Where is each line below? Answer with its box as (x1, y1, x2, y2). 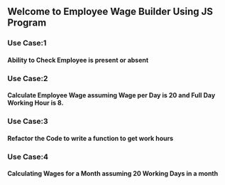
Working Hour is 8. (7, 99, 64, 107)
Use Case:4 (7, 152, 48, 162)
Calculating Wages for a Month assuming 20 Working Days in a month (7, 169, 219, 178)
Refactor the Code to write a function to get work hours (7, 134, 174, 142)
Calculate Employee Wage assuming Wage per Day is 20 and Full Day (7, 91, 216, 100)
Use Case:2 (7, 73, 48, 83)
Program (7, 17, 47, 29)
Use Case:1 (7, 38, 47, 48)
